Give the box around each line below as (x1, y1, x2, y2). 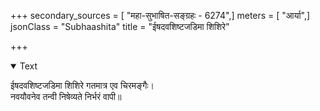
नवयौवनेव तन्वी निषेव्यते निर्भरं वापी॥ (10, 91, 122, 102)
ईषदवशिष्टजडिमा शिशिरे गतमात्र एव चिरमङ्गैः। (10, 80, 155, 91)
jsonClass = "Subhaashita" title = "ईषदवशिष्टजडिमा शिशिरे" (10, 21, 230, 32)
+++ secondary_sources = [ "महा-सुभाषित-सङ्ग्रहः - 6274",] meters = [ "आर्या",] (10, 10, 311, 21)
